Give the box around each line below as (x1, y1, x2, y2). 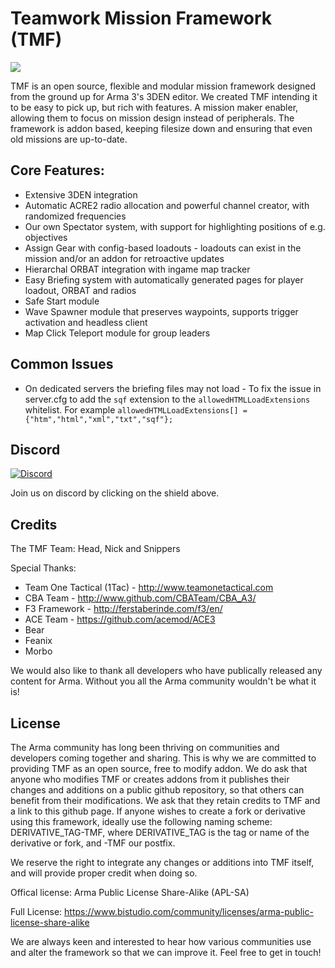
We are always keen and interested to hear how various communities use (10, 936, 312, 947)
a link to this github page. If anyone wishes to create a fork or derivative (10, 805, 307, 817)
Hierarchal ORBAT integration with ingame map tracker (24, 263, 251, 275)
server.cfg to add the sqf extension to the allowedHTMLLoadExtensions (24, 393, 311, 405)
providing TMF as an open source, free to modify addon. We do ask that (10, 763, 308, 774)
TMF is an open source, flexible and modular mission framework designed (10, 80, 317, 92)
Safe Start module (24, 295, 100, 307)
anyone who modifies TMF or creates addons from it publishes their (10, 773, 290, 785)
